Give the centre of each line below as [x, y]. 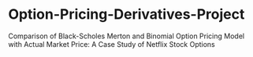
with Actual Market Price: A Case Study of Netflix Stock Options [112, 44]
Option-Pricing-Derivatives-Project [126, 14]
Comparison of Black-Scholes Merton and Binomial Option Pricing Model [126, 36]
